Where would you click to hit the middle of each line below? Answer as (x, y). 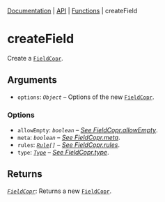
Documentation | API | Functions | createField (72, 11)
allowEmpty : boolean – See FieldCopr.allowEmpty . (87, 130)
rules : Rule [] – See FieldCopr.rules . (69, 145)
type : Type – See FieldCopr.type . (63, 153)
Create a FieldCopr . (36, 58)
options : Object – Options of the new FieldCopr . (86, 97)
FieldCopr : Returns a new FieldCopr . (60, 191)
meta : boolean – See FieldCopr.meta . (69, 138)
